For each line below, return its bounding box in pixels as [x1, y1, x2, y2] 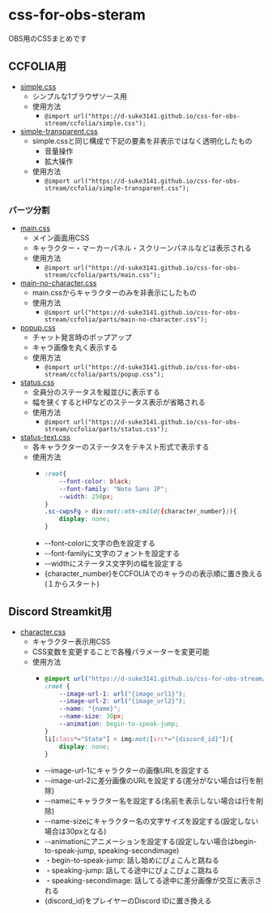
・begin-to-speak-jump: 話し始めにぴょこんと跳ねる [44, 855, 220, 865]
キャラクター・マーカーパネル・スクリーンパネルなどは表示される [32, 243, 253, 253]
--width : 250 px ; [59, 493, 114, 501]
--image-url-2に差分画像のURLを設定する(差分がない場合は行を [44, 776, 257, 786]
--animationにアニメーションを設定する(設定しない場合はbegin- [44, 837, 257, 846]
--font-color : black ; [59, 477, 132, 485]
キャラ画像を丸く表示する [32, 342, 118, 352]
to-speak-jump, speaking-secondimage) [44, 846, 180, 855]
